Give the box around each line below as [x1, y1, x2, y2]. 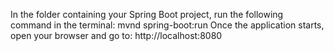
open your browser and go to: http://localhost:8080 [10, 30, 223, 41]
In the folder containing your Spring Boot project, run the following [10, 9, 284, 20]
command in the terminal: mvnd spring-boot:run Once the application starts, [10, 19, 325, 31]
